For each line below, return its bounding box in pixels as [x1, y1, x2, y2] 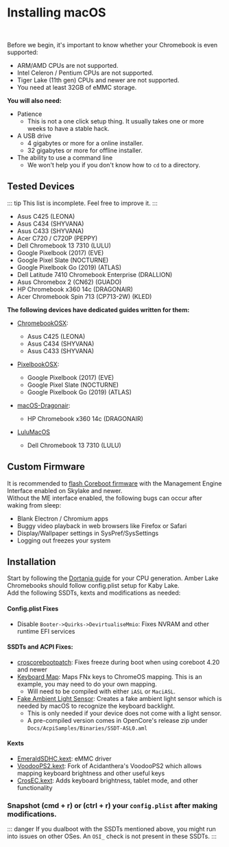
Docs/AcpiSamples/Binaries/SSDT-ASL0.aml [27, 725, 147, 732]
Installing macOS [7, 5, 106, 21]
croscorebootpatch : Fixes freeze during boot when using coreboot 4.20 [16, 658, 220, 666]
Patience [16, 110, 43, 118]
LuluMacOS [16, 427, 50, 436]
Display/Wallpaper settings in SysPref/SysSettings [16, 529, 159, 537]
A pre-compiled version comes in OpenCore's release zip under [27, 716, 208, 724]
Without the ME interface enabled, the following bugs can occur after [7, 494, 202, 502]
